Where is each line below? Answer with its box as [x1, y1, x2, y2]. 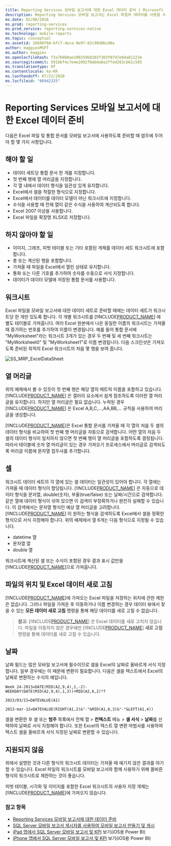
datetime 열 [12, 534, 37, 540]
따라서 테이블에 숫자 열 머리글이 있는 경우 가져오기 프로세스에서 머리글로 [5, 441, 148, 448]
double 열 [12, 546, 33, 552]
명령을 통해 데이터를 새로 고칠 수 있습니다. [17, 631, 101, 637]
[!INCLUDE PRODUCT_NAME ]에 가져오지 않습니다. [5, 790, 107, 796]
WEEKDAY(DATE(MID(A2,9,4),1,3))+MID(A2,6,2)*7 [5, 689, 106, 694]
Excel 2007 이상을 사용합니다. [12, 208, 73, 214]
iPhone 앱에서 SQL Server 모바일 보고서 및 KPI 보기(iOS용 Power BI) [12, 835, 151, 841]
